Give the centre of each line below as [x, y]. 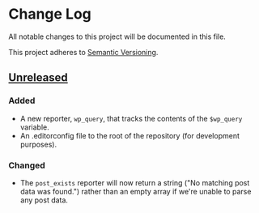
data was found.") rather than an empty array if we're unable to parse [136, 191]
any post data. [44, 200]
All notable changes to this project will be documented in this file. [117, 36]
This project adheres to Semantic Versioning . [83, 52]
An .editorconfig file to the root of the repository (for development [130, 135]
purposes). [38, 144]
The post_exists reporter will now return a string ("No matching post [135, 182]
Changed [27, 165]
